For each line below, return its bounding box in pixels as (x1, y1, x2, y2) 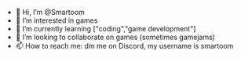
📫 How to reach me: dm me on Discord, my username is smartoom (15, 42, 234, 50)
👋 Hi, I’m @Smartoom (15, 8, 85, 16)
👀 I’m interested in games (15, 16, 98, 25)
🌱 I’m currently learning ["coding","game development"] (15, 24, 196, 33)
